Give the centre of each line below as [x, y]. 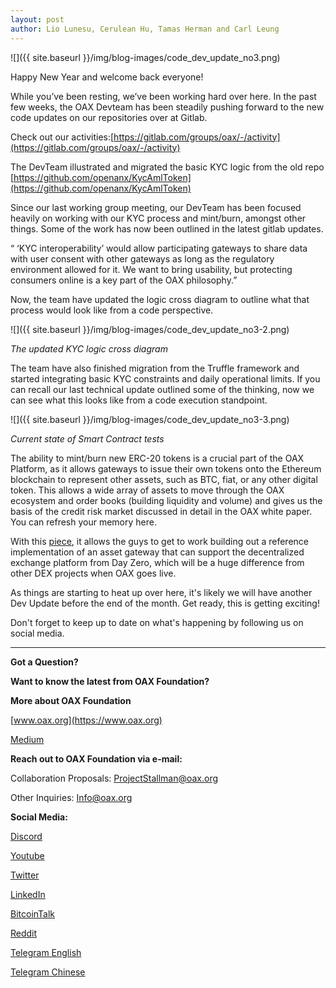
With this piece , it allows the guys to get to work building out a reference [159, 541]
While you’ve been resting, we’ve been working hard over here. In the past [163, 96]
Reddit [24, 933]
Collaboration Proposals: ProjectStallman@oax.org [114, 778]
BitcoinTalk [33, 913]
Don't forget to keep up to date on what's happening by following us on [157, 622]
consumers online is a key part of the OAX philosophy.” [124, 280]
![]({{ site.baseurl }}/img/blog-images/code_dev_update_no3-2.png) [150, 329]
